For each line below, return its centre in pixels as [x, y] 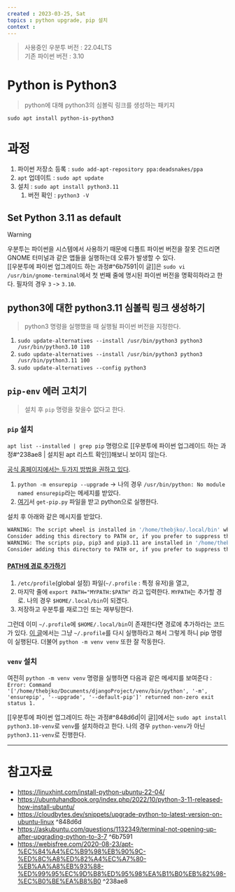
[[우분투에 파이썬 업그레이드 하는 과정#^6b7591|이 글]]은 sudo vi [96, 267]
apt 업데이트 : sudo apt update [60, 178]
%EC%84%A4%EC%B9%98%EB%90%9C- [81, 851]
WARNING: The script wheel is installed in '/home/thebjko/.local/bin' [114, 530]
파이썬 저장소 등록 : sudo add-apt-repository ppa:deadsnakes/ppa [110, 169]
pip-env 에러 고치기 [47, 391]
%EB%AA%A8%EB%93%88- [60, 866]
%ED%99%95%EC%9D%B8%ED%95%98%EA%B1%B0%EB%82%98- [122, 873]
